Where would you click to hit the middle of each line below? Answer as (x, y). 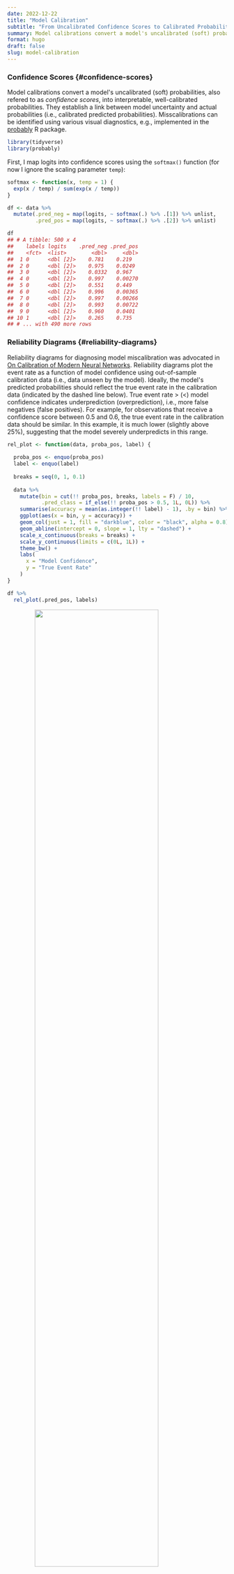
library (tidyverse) (36, 142)
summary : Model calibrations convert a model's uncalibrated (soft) (109, 33)
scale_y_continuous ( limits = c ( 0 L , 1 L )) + (82, 542)
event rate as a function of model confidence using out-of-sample (102, 372)
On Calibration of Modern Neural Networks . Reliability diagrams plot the (110, 365)
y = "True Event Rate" (58, 568)
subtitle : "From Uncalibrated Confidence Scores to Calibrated (101, 27)
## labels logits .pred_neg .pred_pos (73, 246)
